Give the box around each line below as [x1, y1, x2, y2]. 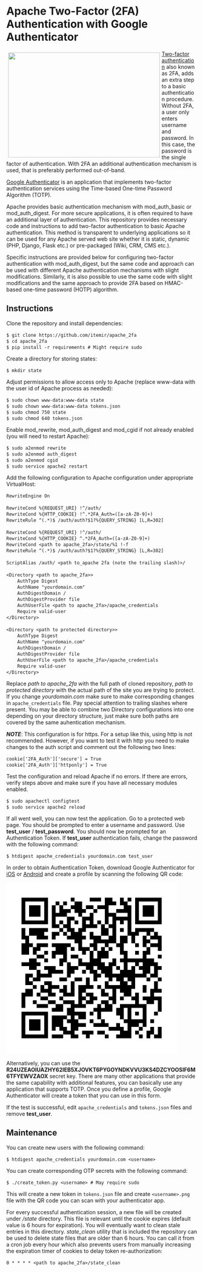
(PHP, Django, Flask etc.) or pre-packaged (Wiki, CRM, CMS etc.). [6, 241, 171, 249]
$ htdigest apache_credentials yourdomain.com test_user [6, 853, 153, 859]
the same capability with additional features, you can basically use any [6, 1079, 183, 1086]
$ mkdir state [6, 367, 42, 373]
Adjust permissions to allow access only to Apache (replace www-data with [6, 378, 196, 385]
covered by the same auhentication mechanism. [6, 719, 126, 726]
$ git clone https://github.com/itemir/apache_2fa [6, 332, 137, 338]
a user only [161, 108, 190, 116]
